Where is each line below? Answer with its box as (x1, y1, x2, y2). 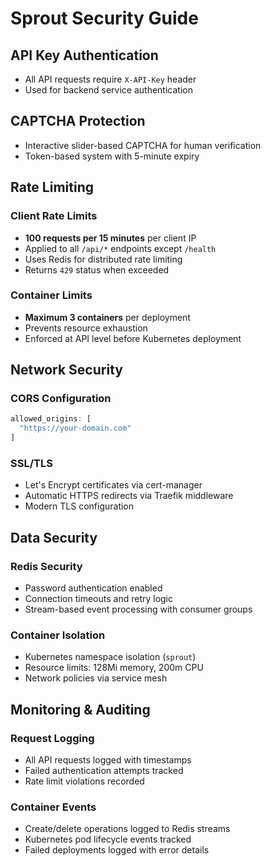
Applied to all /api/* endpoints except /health (24, 242, 217, 254)
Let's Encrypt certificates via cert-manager (24, 479, 203, 491)
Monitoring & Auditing (10, 701, 151, 718)
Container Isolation (10, 628, 106, 642)
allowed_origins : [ (10, 414, 92, 424)
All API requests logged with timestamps (24, 754, 192, 766)
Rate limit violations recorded (24, 775, 145, 787)
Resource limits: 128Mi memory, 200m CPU (24, 662, 204, 674)
